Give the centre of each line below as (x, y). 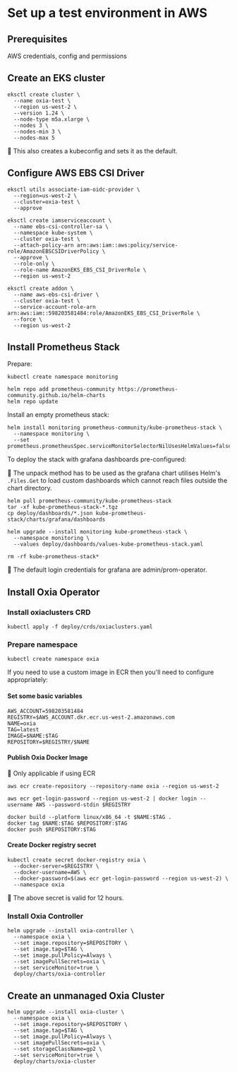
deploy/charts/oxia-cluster (55, 1061)
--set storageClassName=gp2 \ (58, 1049)
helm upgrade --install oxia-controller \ (71, 931)
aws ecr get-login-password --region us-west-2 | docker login (102, 799)
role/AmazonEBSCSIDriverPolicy (53, 251)
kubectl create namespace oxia (53, 659)
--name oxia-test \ (42, 100)
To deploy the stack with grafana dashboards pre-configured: (97, 459)
